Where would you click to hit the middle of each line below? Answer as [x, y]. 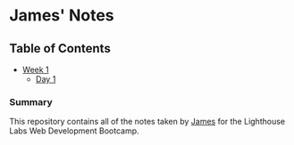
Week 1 [35, 69]
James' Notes [62, 16]
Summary [31, 101]
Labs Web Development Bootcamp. [75, 131]
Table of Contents [60, 48]
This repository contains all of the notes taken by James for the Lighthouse [147, 122]
